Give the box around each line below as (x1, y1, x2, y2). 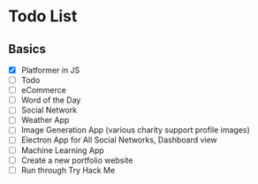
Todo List (8, 6, 78, 27)
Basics (8, 42, 46, 57)
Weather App (20, 115, 70, 126)
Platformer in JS (20, 65, 80, 75)
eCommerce (20, 85, 67, 96)
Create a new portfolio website (20, 155, 133, 165)
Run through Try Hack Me (20, 165, 116, 175)
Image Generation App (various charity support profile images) (20, 125, 251, 135)
